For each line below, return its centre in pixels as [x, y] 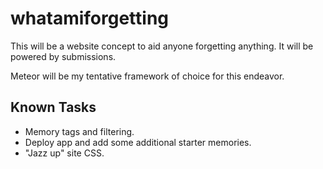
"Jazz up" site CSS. [64, 153]
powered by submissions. [63, 56]
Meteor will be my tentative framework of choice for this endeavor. [147, 76]
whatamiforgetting [89, 18]
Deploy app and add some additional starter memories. [138, 142]
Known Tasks [53, 107]
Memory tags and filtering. [79, 131]
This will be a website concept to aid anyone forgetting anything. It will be [162, 46]
